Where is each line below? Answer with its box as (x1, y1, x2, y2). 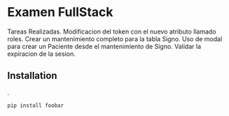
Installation (7, 70, 57, 82)
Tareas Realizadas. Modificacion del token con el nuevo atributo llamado (7, 27, 216, 36)
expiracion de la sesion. (7, 50, 76, 58)
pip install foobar (7, 102, 64, 109)
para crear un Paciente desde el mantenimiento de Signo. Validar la (7, 42, 202, 50)
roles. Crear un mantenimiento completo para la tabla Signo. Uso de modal (7, 34, 223, 43)
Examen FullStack (7, 4, 113, 20)
